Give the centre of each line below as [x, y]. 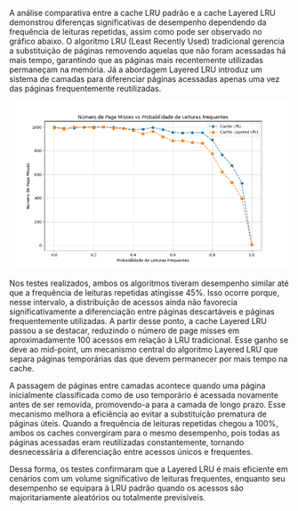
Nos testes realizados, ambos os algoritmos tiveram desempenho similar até [149, 283]
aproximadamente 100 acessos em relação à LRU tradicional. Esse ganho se [149, 340]
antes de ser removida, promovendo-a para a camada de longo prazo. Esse [148, 405]
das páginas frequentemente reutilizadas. [85, 89]
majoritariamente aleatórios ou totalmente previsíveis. [108, 498]
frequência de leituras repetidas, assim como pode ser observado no [136, 32]
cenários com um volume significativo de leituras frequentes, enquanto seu [147, 479]
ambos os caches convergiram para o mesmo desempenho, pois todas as [145, 433]
